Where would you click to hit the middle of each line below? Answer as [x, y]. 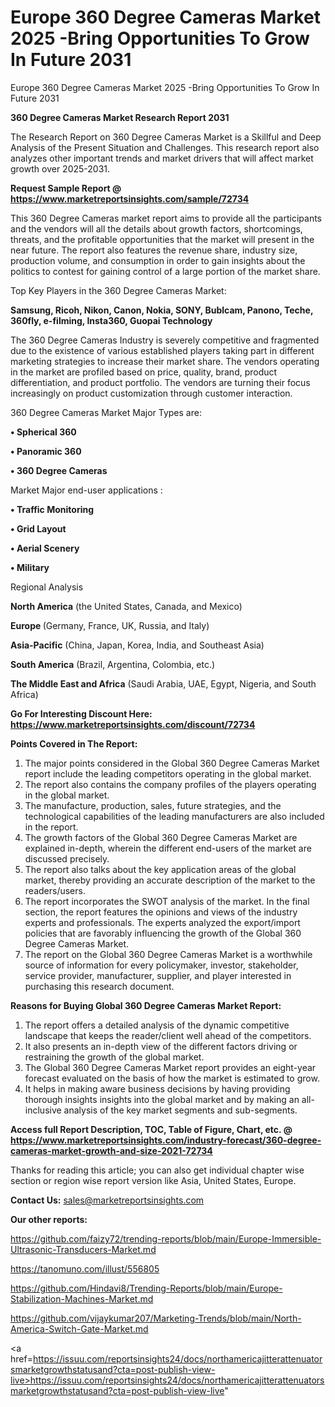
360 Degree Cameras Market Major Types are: [106, 412]
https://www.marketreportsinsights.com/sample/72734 [130, 198]
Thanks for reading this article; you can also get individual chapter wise [157, 1170]
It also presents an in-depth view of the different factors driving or [161, 1046]
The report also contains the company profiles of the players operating [170, 784]
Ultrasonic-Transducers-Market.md [83, 1249]
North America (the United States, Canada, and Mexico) [126, 606]
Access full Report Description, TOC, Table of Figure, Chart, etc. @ [151, 1129]
